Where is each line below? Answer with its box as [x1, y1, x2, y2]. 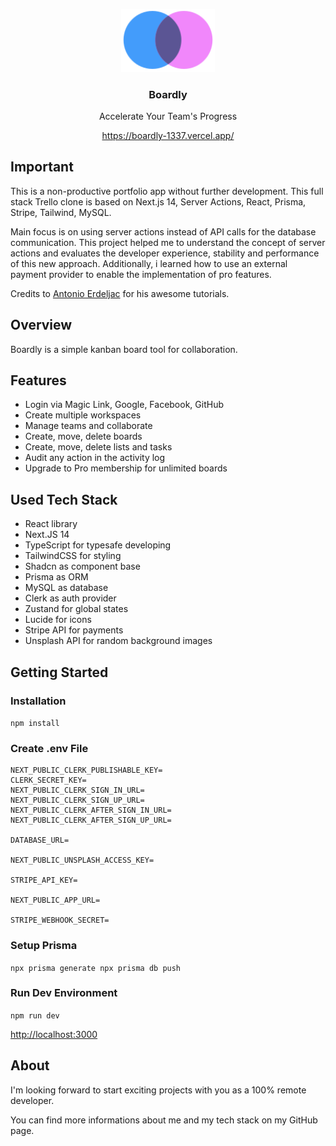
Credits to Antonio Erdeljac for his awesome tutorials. [10, 287, 230, 299]
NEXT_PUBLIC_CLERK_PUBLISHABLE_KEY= [10, 765, 163, 776]
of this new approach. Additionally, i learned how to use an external [10, 257, 288, 269]
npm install [10, 718, 60, 728]
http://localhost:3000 [10, 1028, 98, 1040]
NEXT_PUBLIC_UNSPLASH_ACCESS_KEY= [10, 855, 155, 866]
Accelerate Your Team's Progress [98, 110, 238, 122]
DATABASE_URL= [10, 835, 70, 846]
